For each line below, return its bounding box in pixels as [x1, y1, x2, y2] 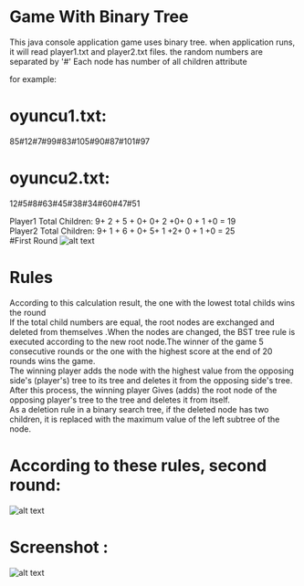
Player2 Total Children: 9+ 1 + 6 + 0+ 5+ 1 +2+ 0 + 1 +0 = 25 [9, 225, 236, 236]
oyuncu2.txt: [9, 168, 110, 189]
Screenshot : [9, 537, 109, 558]
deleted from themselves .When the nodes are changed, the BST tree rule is [9, 326, 296, 337]
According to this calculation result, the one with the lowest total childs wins [9, 297, 295, 308]
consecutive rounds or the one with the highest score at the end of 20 [9, 345, 273, 357]
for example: [9, 73, 58, 84]
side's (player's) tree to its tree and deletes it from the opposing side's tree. [9, 374, 293, 385]
